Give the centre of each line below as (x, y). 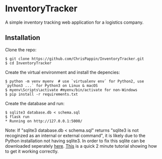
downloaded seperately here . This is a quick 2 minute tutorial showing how (81, 146)
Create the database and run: (35, 103)
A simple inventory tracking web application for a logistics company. (74, 22)
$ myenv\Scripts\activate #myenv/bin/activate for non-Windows (71, 90)
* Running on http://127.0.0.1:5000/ (44, 121)
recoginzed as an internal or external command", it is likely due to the (75, 135)
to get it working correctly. (32, 151)
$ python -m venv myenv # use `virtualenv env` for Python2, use (75, 81)
